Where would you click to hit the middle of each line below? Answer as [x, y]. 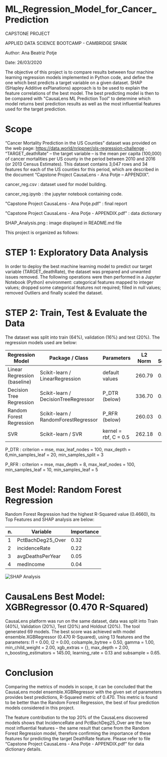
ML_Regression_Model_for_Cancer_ [81, 9]
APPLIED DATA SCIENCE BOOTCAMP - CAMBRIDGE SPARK [66, 43]
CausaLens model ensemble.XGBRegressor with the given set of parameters [83, 692]
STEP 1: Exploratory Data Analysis [77, 253]
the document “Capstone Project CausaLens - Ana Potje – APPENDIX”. [77, 175]
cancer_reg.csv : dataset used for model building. [56, 184]
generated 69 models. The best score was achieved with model [70, 631]
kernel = [112, 431]
